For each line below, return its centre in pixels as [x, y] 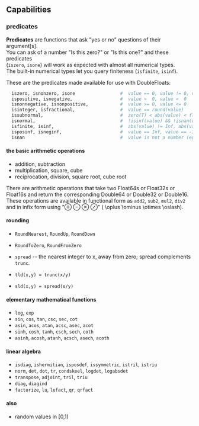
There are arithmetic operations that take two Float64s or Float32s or [91, 188]
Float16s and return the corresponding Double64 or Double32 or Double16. [97, 194]
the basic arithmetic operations [46, 151]
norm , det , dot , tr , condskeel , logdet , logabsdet [71, 371]
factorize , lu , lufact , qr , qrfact [54, 390]
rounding [18, 220]
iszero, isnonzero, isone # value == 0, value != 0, [100, 93]
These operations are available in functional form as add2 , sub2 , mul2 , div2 [96, 200]
